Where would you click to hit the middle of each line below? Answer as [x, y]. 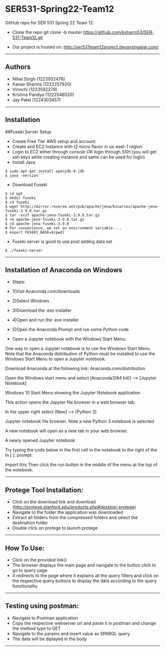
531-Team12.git [27, 37]
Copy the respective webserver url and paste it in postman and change [84, 623]
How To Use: [25, 548]
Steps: [19, 282]
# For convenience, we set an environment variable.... [63, 228]
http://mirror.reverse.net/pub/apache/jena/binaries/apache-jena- [90, 207]
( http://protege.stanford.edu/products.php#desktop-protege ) [74, 507]
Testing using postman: [42, 606]
